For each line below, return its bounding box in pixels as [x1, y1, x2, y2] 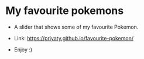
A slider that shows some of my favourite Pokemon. [13, 23, 139, 30]
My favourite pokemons [5, 4, 124, 18]
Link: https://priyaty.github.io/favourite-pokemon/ [13, 34, 134, 41]
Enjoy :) [13, 46, 33, 53]
